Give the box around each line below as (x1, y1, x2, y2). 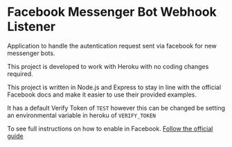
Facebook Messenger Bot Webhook (7, 4, 217, 20)
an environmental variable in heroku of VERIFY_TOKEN (7, 111, 156, 119)
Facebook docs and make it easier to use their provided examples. (7, 90, 197, 99)
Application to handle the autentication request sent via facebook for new (7, 41, 217, 50)
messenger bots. (7, 49, 55, 57)
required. (7, 70, 33, 78)
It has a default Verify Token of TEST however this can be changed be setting (7, 104, 225, 112)
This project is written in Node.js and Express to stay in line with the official (7, 83, 222, 91)
